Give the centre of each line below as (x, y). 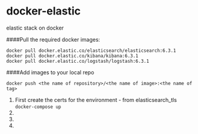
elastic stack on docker (35, 28)
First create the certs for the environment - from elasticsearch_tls (96, 100)
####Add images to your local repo (50, 72)
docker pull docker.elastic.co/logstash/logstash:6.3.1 (78, 61)
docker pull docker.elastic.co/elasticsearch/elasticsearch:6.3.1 (91, 50)
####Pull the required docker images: (53, 39)
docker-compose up (38, 107)
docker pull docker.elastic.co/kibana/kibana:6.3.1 (72, 56)
